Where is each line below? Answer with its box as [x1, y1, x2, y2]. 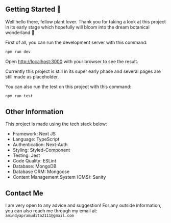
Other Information [5, 107, 64, 116]
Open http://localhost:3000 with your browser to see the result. [5, 58, 139, 64]
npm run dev [5, 49, 31, 54]
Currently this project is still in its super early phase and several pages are [5, 68, 161, 74]
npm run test [5, 93, 33, 98]
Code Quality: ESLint [12, 158, 56, 164]
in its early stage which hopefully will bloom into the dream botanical [5, 24, 150, 30]
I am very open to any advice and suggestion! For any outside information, [5, 202, 162, 209]
